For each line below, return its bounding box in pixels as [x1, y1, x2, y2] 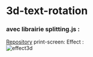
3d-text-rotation [6, 4, 88, 18]
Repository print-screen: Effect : [6, 38, 84, 45]
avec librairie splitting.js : [6, 25, 80, 33]
